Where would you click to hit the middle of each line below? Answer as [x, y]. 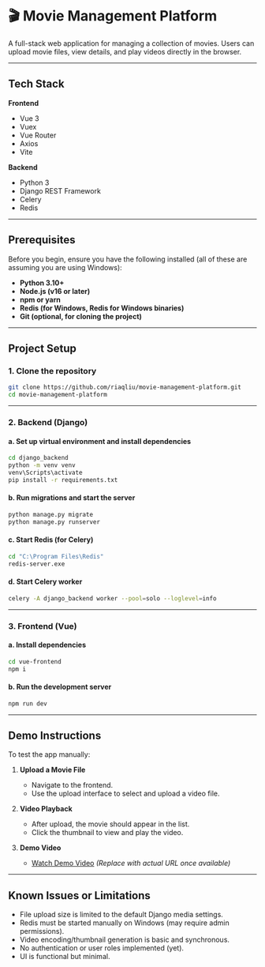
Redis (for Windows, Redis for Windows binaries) [102, 308]
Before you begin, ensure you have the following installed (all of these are [128, 259]
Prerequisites [42, 240]
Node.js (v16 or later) [55, 291]
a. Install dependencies [47, 645]
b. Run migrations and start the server [72, 498]
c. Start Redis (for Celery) [51, 540]
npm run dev [28, 704]
